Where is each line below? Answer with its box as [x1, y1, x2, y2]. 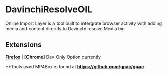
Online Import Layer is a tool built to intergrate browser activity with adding [5, 20, 162, 26]
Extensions [5, 41, 42, 49]
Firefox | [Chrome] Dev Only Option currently [5, 54, 101, 60]
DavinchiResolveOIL [5, 4, 93, 15]
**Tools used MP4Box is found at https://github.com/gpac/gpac [5, 63, 144, 69]
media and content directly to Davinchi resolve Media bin [5, 25, 125, 31]
